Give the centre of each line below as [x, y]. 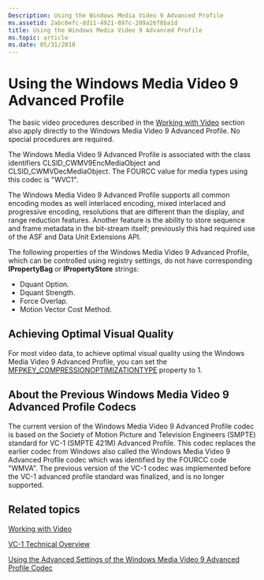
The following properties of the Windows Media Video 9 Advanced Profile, [129, 253]
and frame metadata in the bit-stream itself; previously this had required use [132, 229]
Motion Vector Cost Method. [65, 309]
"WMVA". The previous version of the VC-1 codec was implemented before [130, 468]
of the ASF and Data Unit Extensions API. [75, 237]
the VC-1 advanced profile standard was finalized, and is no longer [116, 476]
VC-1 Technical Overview [49, 544]
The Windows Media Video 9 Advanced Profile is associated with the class [129, 155]
